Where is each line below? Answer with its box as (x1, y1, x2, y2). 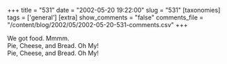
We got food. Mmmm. (7, 34, 70, 42)
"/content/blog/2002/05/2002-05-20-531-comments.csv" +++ (7, 21, 188, 29)
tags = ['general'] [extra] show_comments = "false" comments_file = (7, 13, 204, 22)
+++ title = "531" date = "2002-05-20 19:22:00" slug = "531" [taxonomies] (7, 6, 221, 14)
